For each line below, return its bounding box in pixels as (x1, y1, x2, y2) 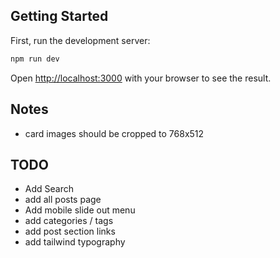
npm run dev (10, 54, 60, 64)
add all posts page (24, 194, 102, 206)
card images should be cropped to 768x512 (24, 127, 205, 139)
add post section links (24, 225, 116, 238)
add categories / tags (24, 215, 114, 227)
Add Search (24, 183, 74, 195)
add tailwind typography (24, 236, 126, 248)
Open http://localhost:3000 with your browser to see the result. (10, 72, 272, 84)
